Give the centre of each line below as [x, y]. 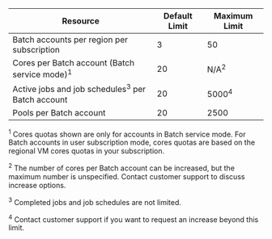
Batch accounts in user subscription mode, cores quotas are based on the [132, 143]
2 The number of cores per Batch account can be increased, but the [121, 167]
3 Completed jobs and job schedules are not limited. [95, 201]
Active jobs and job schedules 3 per [79, 89]
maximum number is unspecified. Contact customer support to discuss [127, 176]
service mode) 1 [42, 74]
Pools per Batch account [59, 112]
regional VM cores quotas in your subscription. [87, 151]
